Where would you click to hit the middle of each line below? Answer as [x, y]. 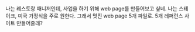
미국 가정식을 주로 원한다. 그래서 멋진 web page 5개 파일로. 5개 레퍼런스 [100, 16]
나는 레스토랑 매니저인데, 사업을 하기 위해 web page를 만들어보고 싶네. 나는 [92, 8]
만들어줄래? [30, 23]
